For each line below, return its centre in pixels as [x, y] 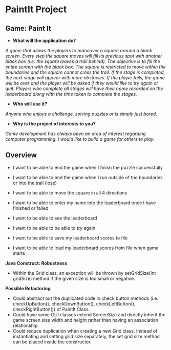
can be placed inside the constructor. [52, 342]
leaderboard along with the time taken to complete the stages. [71, 94]
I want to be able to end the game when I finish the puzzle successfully [88, 167]
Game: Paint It [28, 28]
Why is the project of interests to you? [54, 124]
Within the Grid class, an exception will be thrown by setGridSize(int [84, 273]
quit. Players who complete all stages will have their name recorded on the [84, 89]
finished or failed [30, 208]
